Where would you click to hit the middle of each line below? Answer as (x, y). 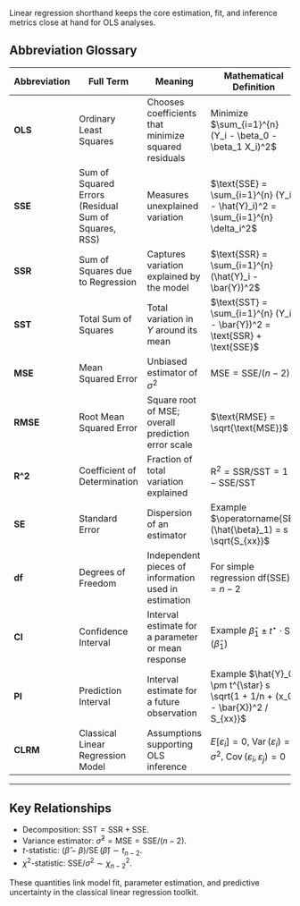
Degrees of (103, 572)
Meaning (174, 81)
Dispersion (170, 513)
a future (163, 702)
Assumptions (175, 733)
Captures (166, 254)
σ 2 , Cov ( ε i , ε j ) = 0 (248, 756)
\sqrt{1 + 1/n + (242, 697)
